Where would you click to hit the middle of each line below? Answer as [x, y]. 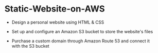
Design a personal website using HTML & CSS [58, 22]
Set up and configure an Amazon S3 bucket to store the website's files [82, 31]
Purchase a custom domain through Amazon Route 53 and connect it [81, 41]
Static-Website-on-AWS [55, 9]
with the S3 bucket [30, 46]
